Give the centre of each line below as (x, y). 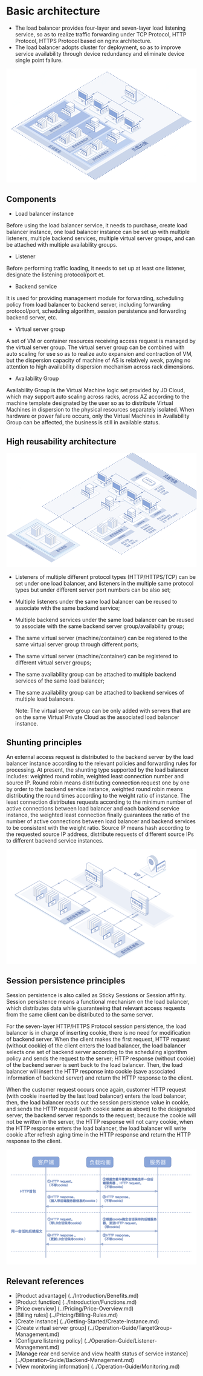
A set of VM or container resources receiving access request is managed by (101, 341)
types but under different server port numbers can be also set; (93, 590)
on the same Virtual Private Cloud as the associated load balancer (97, 717)
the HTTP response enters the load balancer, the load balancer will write (96, 1128)
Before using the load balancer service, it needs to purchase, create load (97, 225)
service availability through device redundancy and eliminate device (100, 53)
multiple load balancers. (45, 699)
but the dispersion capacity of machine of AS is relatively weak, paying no (98, 360)
